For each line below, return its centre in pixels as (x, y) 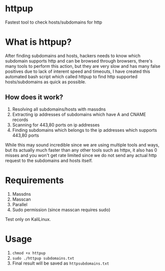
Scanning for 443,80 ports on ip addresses (56, 125)
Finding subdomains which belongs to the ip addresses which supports (84, 130)
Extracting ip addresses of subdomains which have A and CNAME (79, 114)
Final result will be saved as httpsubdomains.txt (61, 263)
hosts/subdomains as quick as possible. (46, 82)
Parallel (20, 204)
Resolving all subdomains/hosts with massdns (59, 109)
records (20, 120)
